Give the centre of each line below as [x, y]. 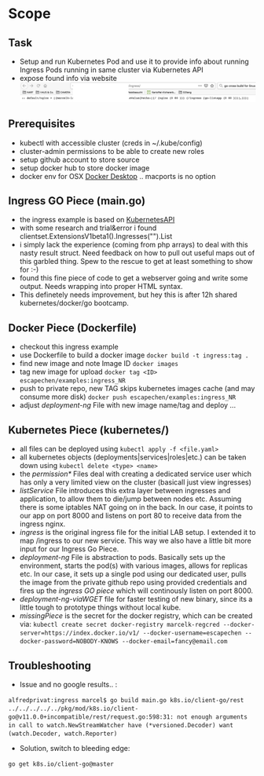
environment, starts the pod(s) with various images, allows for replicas [134, 566]
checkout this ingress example [69, 347]
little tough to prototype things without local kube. [100, 608]
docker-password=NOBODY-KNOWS [69, 642]
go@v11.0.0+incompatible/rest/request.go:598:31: [91, 717]
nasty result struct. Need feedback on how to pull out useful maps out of [137, 253]
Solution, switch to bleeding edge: [75, 748]
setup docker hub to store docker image [84, 168]
